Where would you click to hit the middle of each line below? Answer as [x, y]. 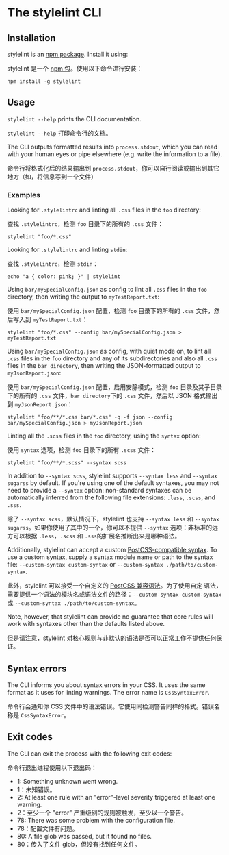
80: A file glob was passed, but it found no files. [84, 836]
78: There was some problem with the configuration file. [96, 820]
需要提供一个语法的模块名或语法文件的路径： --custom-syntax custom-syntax [114, 595]
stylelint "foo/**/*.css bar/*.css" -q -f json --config [90, 417]
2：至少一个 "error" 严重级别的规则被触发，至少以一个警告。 [102, 813]
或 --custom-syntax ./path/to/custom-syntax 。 [74, 603]
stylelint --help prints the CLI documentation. [74, 119]
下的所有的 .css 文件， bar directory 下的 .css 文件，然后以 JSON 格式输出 [112, 396]
